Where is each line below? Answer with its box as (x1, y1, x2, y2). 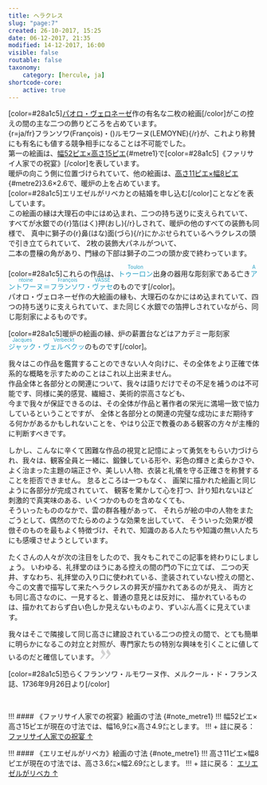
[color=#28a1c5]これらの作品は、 (8, 269, 119, 279)
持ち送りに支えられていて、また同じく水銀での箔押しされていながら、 (22, 302, 253, 311)
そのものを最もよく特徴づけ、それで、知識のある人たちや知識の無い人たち (14, 525, 259, 535)
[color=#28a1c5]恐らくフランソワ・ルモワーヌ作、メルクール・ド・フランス (8, 669, 257, 679)
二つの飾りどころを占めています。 (49, 119, 162, 129)
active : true (22, 85, 66, 94)
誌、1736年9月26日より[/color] (8, 680, 110, 689)
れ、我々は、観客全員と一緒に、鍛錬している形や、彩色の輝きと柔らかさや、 (8, 456, 259, 466)
